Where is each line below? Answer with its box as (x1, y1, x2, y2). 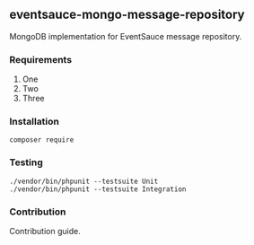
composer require (9, 136, 74, 144)
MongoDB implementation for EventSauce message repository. (9, 31, 242, 41)
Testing (9, 156, 43, 169)
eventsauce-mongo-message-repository (9, 7, 245, 22)
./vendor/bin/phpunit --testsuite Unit (9, 177, 159, 186)
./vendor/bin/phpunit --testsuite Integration (9, 184, 187, 194)
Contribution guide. (9, 226, 81, 236)
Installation (9, 116, 60, 128)
